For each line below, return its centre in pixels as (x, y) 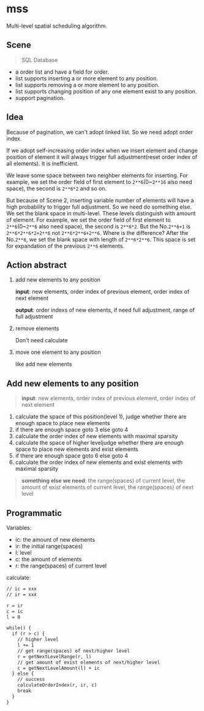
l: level (23, 553)
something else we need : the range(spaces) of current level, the (103, 481)
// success (31, 680)
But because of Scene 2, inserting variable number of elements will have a (100, 200)
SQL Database (40, 60)
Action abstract (37, 265)
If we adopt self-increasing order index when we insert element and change (102, 150)
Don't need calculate (41, 340)
